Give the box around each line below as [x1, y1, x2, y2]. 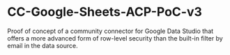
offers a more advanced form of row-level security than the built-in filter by [7, 34, 223, 42]
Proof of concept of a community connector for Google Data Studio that [7, 27, 214, 35]
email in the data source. [7, 41, 78, 49]
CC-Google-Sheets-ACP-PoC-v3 [7, 4, 202, 20]
